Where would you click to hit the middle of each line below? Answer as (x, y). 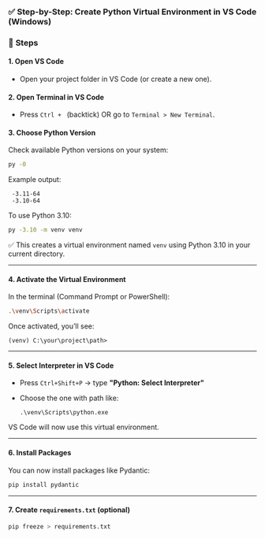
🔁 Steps (23, 43)
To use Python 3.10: (40, 216)
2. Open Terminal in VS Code (56, 97)
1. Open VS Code (36, 61)
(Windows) (30, 21)
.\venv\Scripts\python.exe (64, 413)
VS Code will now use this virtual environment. (84, 427)
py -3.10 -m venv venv (45, 230)
